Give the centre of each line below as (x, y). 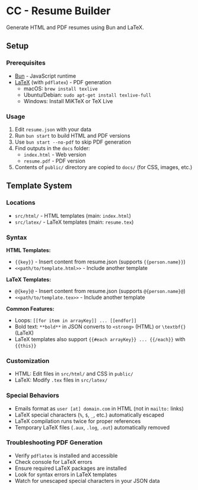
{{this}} (25, 346)
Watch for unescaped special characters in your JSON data (87, 481)
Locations (21, 203)
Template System (39, 186)
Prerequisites (26, 63)
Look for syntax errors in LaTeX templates (66, 474)
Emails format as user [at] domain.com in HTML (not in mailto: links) (99, 408)
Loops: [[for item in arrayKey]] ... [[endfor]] (76, 320)
